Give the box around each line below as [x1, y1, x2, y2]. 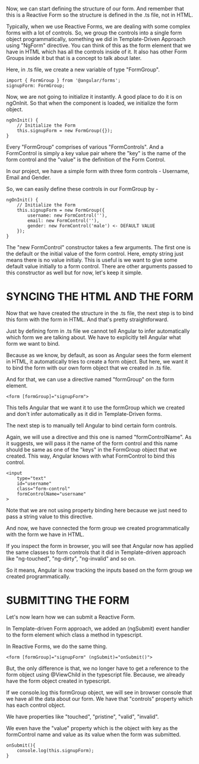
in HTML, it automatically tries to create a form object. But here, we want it [6, 358, 188, 365]
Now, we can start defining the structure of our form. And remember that [6, 5, 184, 12]
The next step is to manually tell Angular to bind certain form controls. [6, 422, 177, 429]
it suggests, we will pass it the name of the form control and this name [6, 440, 178, 447]
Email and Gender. [6, 174, 51, 181]
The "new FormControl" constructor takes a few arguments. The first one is [6, 244, 191, 251]
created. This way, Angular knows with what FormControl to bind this [6, 452, 175, 459]
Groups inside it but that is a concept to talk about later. [6, 55, 142, 61]
